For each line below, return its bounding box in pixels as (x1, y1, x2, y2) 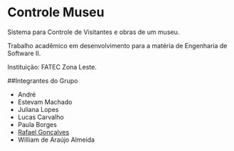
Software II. (7, 49, 41, 57)
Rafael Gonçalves (17, 128, 70, 136)
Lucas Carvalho (17, 113, 64, 121)
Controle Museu (7, 4, 105, 21)
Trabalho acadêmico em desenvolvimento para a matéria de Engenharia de (7, 41, 228, 50)
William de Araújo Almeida (17, 135, 95, 144)
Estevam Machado (17, 97, 73, 106)
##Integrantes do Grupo (7, 76, 78, 85)
